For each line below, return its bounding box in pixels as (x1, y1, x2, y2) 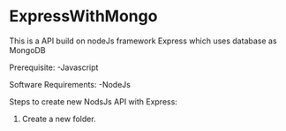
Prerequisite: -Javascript (9, 62, 99, 73)
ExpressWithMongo (9, 6, 158, 27)
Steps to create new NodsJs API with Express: (9, 96, 178, 107)
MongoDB (9, 44, 46, 55)
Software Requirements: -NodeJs (9, 79, 131, 89)
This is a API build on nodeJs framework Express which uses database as (9, 35, 277, 46)
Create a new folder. (21, 113, 96, 124)
